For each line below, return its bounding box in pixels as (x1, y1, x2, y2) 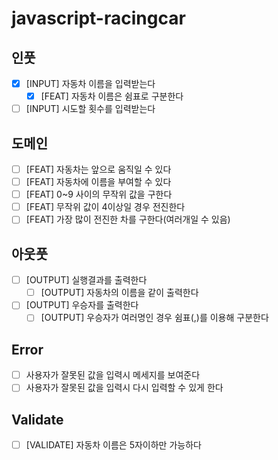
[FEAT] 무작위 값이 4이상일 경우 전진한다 (25, 201, 186, 213)
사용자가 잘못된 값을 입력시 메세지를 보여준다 (25, 369, 201, 381)
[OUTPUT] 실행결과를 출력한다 (25, 274, 148, 286)
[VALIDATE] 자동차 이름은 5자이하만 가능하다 (25, 439, 202, 451)
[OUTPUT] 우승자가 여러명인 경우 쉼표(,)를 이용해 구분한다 (40, 312, 269, 324)
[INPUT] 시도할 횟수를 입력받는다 (25, 103, 156, 115)
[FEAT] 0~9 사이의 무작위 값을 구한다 (25, 188, 173, 201)
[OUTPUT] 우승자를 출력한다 (25, 299, 139, 311)
